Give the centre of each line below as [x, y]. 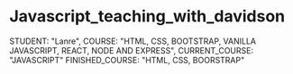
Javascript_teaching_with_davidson [147, 16]
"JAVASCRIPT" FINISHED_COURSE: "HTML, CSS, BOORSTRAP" [127, 60]
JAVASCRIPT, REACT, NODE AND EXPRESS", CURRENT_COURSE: [132, 50]
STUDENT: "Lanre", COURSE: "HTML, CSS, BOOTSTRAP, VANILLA [133, 41]
